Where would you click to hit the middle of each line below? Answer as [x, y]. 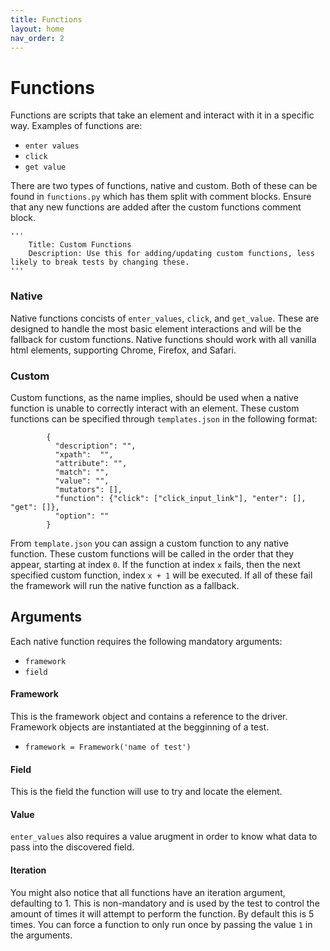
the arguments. [41, 935]
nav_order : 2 [37, 38]
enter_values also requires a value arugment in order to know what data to [164, 837]
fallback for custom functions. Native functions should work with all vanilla [163, 339]
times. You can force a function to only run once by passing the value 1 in [161, 924]
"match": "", [82, 472]
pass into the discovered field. [72, 847]
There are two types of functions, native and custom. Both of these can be [164, 186]
